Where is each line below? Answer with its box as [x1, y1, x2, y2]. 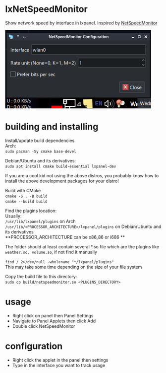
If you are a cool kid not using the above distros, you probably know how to [5, 172, 159, 178]
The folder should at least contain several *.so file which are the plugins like [5, 243, 160, 249]
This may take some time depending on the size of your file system [5, 264, 142, 270]
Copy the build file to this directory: [5, 273, 77, 279]
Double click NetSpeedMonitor [12, 323, 75, 329]
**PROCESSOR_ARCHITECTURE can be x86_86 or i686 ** [5, 234, 125, 240]
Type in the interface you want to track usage [12, 362, 106, 368]
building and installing [5, 121, 99, 133]
